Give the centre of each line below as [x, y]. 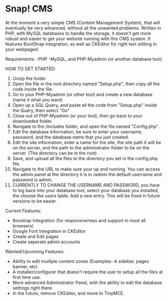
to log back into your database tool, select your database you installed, [86, 190]
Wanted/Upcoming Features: [35, 251]
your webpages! [22, 49]
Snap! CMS [29, 9]
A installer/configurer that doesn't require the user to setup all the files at [88, 272]
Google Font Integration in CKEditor [49, 231]
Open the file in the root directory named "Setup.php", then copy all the [86, 84]
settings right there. [33, 288]
